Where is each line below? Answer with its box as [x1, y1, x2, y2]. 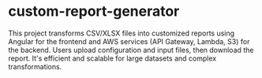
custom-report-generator [8, 2, 180, 20]
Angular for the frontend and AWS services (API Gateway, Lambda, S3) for [8, 36, 250, 46]
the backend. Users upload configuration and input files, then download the [8, 45, 254, 54]
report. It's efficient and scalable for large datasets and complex [8, 54, 217, 63]
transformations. [8, 61, 62, 71]
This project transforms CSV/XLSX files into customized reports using [8, 28, 235, 38]
